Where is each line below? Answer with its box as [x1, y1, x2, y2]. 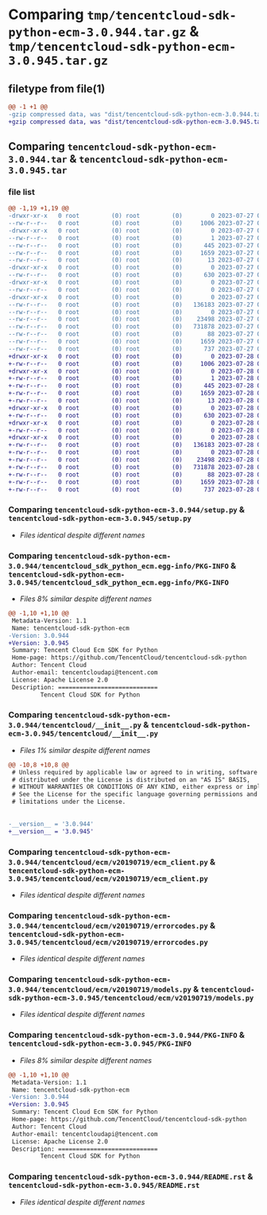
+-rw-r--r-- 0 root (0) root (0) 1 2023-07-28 [8, 375, 254, 382]
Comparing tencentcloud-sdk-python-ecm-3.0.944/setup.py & [8, 504, 245, 515]
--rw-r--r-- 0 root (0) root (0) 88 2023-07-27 [8, 330, 254, 339]
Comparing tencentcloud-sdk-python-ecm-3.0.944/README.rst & [8, 1171, 253, 1182]
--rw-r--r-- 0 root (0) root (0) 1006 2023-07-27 [8, 219, 254, 227]
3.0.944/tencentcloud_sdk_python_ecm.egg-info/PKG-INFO [8, 561, 229, 570]
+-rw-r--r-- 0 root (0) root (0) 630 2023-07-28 [8, 411, 254, 419]
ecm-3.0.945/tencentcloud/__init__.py [8, 729, 159, 739]
